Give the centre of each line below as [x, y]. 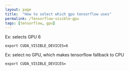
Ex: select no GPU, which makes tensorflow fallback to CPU [65, 55]
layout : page [18, 9]
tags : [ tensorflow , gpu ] [30, 23]
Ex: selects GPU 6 [23, 37]
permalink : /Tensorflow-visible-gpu [42, 18]
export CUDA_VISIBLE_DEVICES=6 [37, 46]
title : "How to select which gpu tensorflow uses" [58, 14]
